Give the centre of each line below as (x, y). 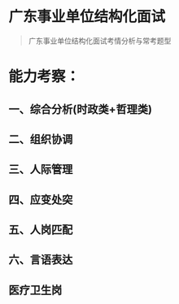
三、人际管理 (41, 169)
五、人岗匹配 (41, 230)
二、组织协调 (41, 139)
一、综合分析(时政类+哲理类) (81, 109)
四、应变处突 (41, 200)
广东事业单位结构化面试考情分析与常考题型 (100, 41)
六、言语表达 (41, 260)
